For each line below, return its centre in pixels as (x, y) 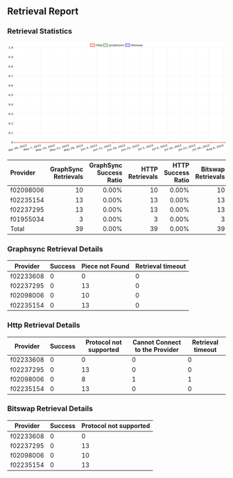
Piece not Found (105, 266)
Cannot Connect (157, 342)
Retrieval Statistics (40, 31)
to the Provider (157, 350)
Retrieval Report (43, 11)
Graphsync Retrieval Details (55, 248)
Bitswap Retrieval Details (50, 408)
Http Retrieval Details (44, 325)
